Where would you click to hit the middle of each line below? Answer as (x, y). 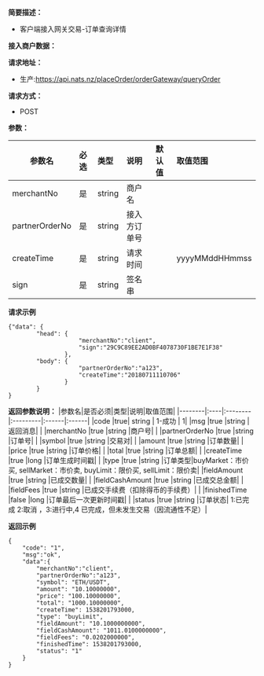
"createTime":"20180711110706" (129, 375)
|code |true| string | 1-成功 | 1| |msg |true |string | (170, 421)
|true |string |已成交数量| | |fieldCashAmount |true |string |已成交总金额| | (126, 480)
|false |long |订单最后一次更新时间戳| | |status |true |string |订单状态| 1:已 (125, 500)
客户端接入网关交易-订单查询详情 (73, 29)
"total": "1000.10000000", (81, 603)
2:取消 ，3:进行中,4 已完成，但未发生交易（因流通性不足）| (112, 509)
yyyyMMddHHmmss (214, 258)
